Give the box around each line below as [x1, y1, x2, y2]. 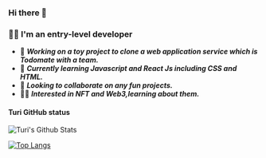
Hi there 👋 [8, 7, 48, 18]
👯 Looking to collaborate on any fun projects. [19, 81, 173, 90]
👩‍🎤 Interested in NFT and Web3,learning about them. [19, 89, 200, 99]
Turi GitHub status [8, 107, 70, 117]
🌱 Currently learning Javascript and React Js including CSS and [19, 64, 237, 73]
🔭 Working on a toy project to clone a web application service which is [19, 47, 258, 57]
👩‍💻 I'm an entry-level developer [8, 28, 133, 39]
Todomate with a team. [19, 55, 99, 65]
